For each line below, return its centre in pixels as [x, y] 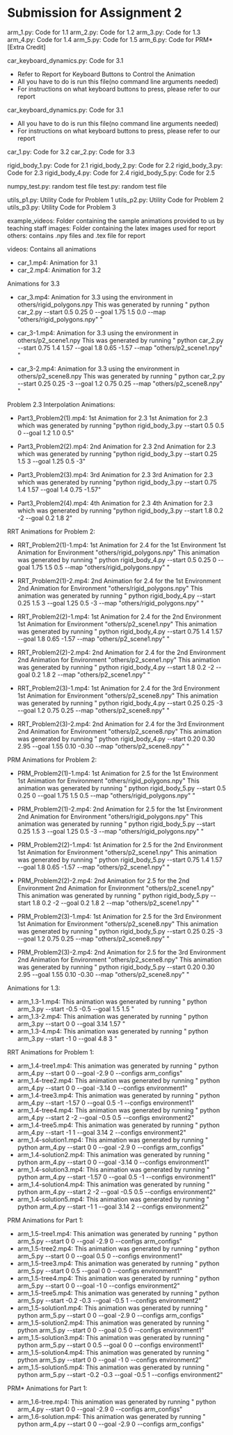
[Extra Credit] [27, 47]
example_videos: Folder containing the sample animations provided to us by [116, 221]
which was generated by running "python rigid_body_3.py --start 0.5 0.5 [121, 425]
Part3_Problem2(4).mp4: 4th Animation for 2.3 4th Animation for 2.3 [115, 503]
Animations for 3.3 [34, 284]
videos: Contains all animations [52, 249]
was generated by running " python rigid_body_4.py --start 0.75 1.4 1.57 [120, 631]
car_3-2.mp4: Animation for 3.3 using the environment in [98, 369]
